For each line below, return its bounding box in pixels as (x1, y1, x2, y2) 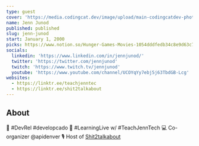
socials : (6, 47, 28, 53)
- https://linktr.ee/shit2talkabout (11, 86, 102, 92)
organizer (6, 133, 30, 140)
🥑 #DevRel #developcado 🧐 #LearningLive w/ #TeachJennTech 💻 (6, 124, 167, 131)
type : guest (6, 8, 36, 15)
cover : (6, 14, 23, 20)
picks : (6, 42, 23, 48)
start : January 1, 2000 (6, 36, 65, 42)
